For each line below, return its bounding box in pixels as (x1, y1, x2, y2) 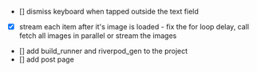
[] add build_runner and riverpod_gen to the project (18, 47, 188, 56)
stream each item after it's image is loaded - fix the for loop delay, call (18, 22, 249, 31)
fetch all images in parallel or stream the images (18, 31, 177, 40)
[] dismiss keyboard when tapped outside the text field (18, 7, 199, 16)
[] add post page (18, 55, 75, 64)
